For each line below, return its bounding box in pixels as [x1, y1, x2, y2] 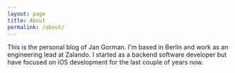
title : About [7, 17, 46, 24]
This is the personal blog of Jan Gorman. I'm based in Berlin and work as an [7, 43, 229, 52]
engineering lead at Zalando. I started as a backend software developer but [7, 50, 227, 59]
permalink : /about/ [7, 23, 65, 30]
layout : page [7, 10, 46, 18]
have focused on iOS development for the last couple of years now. [7, 58, 204, 67]
